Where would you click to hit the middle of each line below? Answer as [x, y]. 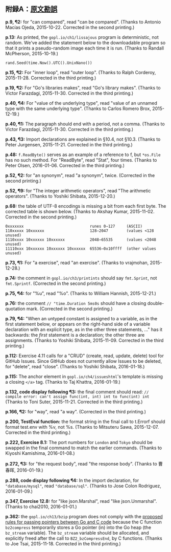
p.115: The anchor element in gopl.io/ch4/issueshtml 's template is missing [84, 376]
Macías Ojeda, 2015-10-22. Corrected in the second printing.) [70, 27]
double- [156, 303]
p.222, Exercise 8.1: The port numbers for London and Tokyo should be [79, 442]
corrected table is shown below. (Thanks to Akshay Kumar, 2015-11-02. [80, 211]
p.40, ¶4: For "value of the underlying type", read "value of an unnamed [81, 103]
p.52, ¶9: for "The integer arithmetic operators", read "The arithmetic [78, 190]
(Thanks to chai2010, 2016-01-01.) [41, 506]
